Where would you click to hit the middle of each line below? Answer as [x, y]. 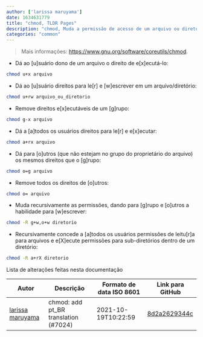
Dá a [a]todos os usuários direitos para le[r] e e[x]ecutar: [86, 131]
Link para [170, 284]
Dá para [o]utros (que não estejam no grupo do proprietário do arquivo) [104, 153]
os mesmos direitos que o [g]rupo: [58, 160]
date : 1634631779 [28, 18]
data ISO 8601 [119, 292]
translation [63, 318]
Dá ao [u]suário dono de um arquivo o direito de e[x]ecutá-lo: [92, 63]
